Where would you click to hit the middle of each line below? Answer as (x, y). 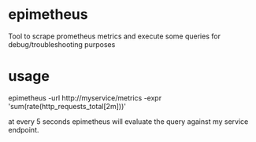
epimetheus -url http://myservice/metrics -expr (85, 98)
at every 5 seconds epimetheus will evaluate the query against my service (128, 121)
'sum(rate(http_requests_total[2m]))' (67, 106)
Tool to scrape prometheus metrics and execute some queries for (114, 36)
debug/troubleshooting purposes (62, 44)
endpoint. (24, 129)
